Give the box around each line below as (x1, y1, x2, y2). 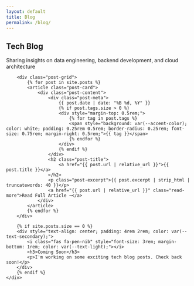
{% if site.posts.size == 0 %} (16, 224, 93, 230)
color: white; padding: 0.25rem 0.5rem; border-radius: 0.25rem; (6, 126, 169, 132)
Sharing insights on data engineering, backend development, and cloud (6, 57, 179, 64)
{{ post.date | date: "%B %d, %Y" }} (58, 100, 151, 106)
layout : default (6, 8, 46, 15)
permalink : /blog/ (6, 19, 51, 25)
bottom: (6, 244, 25, 250)
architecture (6, 63, 36, 70)
